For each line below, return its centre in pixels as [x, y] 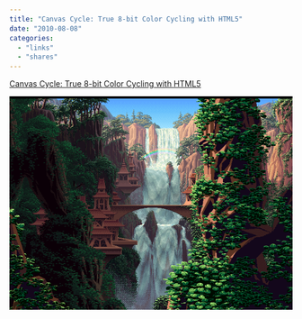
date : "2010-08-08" [46, 28]
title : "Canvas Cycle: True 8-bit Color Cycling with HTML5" [126, 19]
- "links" [36, 48]
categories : [31, 38]
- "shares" [38, 57]
